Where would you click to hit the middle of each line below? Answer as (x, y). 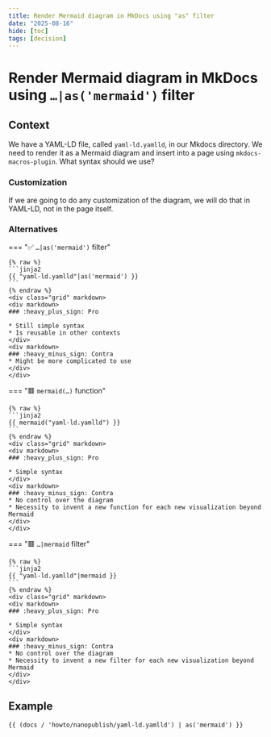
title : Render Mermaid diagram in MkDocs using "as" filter (112, 16)
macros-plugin (32, 162)
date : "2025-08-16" (41, 23)
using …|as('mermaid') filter (102, 96)
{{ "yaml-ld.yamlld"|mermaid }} (63, 576)
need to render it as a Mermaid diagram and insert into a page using (121, 153)
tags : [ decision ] (38, 38)
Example (31, 706)
